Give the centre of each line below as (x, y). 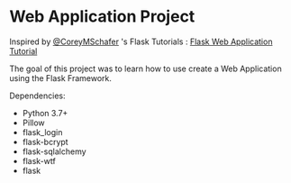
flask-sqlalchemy (55, 151)
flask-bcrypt (45, 142)
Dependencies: (37, 96)
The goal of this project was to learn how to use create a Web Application (145, 69)
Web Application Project (102, 17)
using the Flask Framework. (61, 78)
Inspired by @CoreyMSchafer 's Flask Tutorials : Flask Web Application (141, 41)
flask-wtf (39, 160)
